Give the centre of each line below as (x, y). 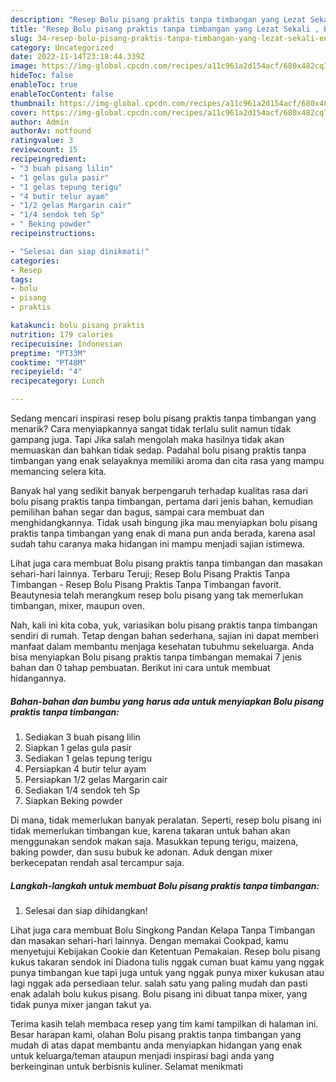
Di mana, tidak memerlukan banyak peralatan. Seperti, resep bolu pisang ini (166, 820)
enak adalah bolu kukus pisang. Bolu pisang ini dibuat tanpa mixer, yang (159, 993)
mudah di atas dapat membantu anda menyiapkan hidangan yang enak (156, 1045)
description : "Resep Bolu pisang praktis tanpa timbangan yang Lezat (158, 19)
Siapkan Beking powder (73, 800)
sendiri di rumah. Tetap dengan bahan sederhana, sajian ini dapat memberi (164, 635)
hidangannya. (38, 678)
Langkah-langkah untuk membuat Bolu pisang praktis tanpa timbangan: (165, 885)
